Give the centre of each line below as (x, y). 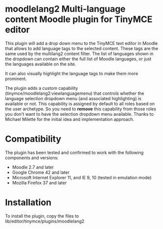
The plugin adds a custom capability (41, 88)
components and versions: (32, 158)
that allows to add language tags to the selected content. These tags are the (82, 48)
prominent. (16, 79)
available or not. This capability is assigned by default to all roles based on (80, 104)
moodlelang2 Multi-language (65, 9)
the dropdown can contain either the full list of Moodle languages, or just (78, 59)
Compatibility (33, 139)
